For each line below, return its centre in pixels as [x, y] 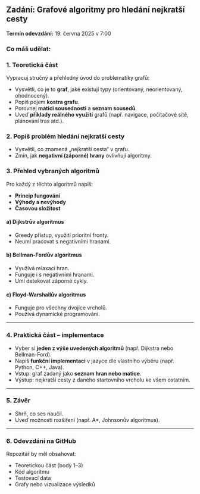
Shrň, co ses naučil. [39, 414]
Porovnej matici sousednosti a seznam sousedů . [76, 108]
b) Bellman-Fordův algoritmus [44, 255]
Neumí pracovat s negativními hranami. [63, 241]
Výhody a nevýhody [40, 202]
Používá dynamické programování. [57, 314]
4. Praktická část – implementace [55, 335]
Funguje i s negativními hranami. [54, 275]
